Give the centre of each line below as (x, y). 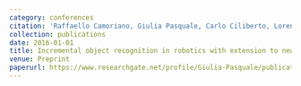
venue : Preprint (39, 59)
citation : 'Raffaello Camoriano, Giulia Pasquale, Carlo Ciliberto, (140, 26)
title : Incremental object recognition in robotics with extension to (144, 51)
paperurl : (28, 68)
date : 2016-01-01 (42, 43)
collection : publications (57, 34)
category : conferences (52, 17)
